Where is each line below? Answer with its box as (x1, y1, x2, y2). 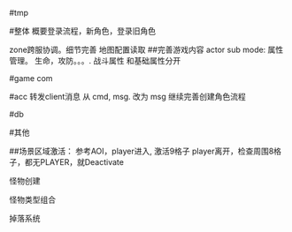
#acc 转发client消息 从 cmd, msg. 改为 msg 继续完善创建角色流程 (9, 92, 246, 101)
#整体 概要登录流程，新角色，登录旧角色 (9, 26, 157, 36)
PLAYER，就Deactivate (39, 157, 124, 167)
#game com (9, 73, 53, 83)
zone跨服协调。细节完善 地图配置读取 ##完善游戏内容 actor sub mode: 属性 (9, 44, 284, 55)
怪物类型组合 (9, 194, 56, 205)
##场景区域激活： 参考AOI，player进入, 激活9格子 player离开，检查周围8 (9, 146, 274, 156)
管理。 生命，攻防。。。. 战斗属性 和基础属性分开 (9, 56, 181, 65)
